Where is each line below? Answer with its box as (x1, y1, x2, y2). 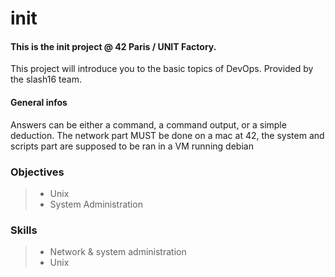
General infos (10, 96, 68, 108)
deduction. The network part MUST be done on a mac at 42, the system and (10, 129, 325, 141)
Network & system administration (49, 246, 187, 258)
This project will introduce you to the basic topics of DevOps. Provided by (10, 63, 314, 75)
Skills (10, 223, 38, 237)
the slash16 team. (10, 73, 82, 86)
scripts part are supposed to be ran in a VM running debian (10, 140, 254, 152)
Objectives (10, 165, 65, 179)
